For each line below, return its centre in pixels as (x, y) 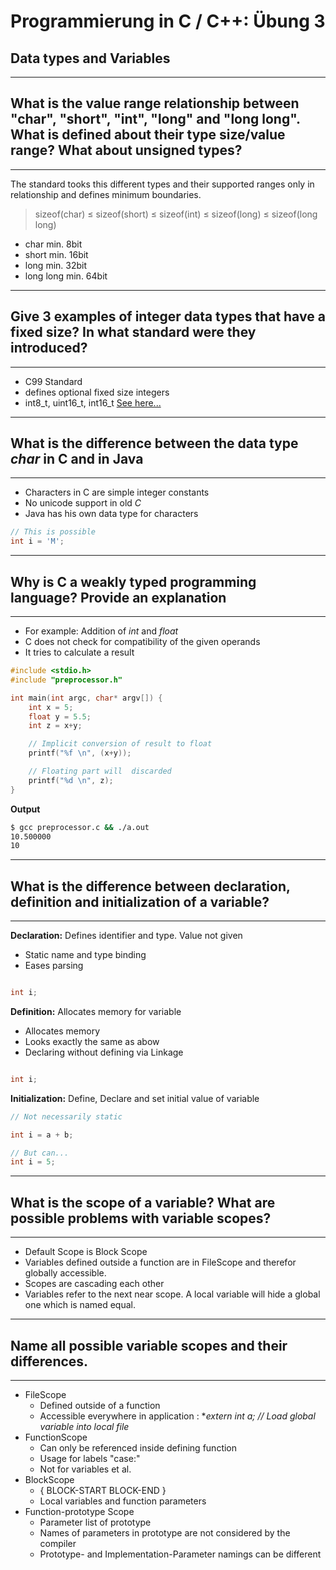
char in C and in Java (77, 459)
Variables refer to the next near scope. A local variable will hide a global (172, 1294)
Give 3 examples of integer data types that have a (168, 316)
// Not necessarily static (66, 1116)
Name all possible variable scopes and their (149, 1345)
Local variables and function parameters (123, 1501)
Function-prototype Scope (79, 1511)
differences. (49, 1361)
